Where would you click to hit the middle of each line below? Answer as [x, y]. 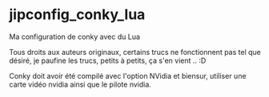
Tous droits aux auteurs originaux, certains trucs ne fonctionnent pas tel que [135, 52]
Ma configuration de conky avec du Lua [75, 37]
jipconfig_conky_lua [77, 15]
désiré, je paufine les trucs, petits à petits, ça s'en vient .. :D [108, 60]
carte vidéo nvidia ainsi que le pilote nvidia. [80, 84]
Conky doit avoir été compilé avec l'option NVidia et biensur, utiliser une [128, 76]
